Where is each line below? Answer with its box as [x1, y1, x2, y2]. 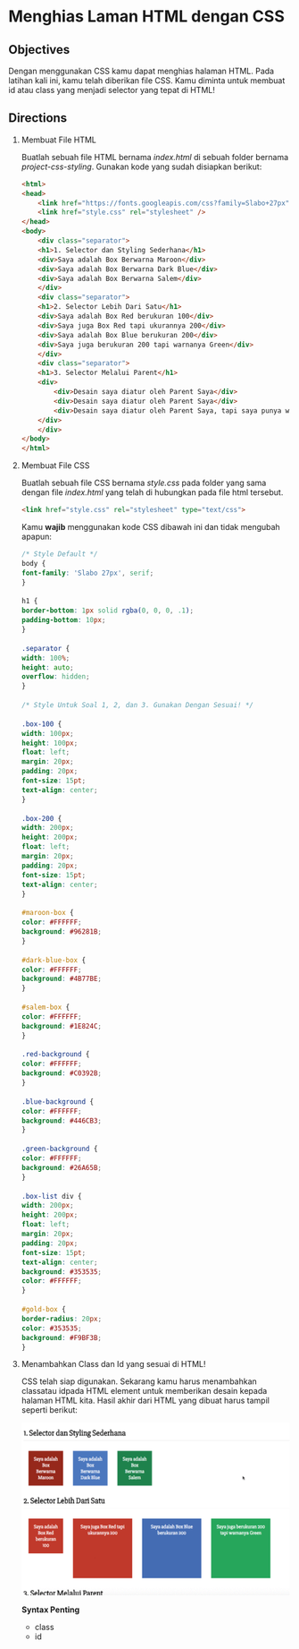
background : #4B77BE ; [21, 974, 103, 984]
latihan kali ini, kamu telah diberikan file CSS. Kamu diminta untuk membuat [8, 75, 286, 86]
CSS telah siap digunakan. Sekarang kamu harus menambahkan [21, 1376, 258, 1387]
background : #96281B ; [21, 927, 103, 936]
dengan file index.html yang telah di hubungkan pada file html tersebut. [21, 487, 284, 498]
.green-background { [21, 1144, 98, 1154]
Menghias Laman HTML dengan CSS [8, 6, 285, 27]
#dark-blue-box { [21, 955, 87, 964]
